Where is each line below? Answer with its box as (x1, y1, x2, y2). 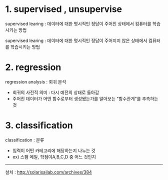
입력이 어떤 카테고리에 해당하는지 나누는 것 (12, 147, 96, 153)
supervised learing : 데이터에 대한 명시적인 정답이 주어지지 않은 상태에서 (5, 37, 147, 43)
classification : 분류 (5, 136, 44, 143)
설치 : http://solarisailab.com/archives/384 (5, 169, 92, 175)
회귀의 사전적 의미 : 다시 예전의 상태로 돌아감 (12, 89, 99, 95)
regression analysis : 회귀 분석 (5, 78, 66, 84)
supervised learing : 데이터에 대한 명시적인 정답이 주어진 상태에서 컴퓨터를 (5, 20, 151, 26)
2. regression (5, 61, 61, 73)
